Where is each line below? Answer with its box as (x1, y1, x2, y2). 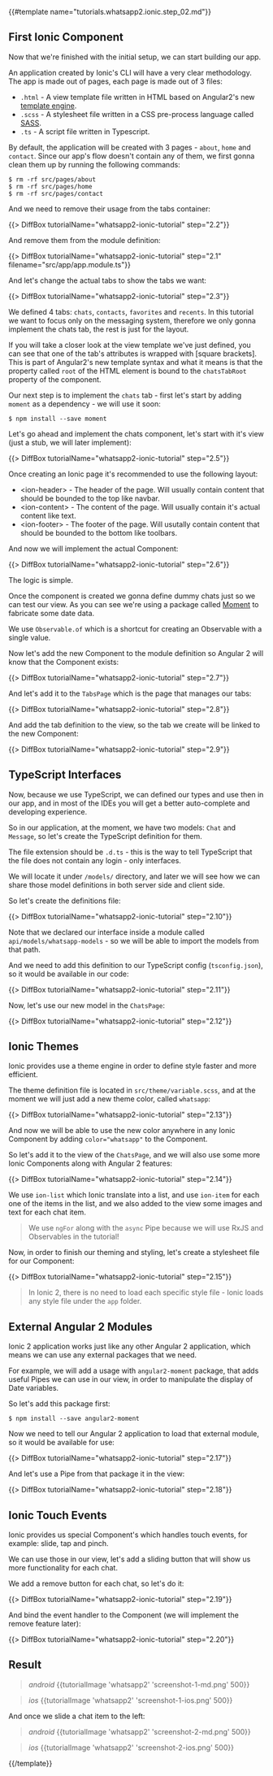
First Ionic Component (8, 30, 123, 44)
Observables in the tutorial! (28, 1231, 119, 1242)
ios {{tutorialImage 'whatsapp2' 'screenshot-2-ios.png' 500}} (28, 1743, 234, 1752)
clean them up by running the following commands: (8, 159, 180, 169)
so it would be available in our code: (8, 969, 129, 979)
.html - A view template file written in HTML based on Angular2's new (19, 92, 255, 102)
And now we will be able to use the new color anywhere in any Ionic (8, 1126, 236, 1136)
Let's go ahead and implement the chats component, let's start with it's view (8, 428, 264, 438)
